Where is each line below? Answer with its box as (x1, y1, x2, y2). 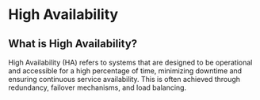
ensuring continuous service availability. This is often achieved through (8, 75, 240, 83)
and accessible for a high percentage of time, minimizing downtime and (8, 66, 243, 76)
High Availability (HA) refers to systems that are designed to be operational (8, 57, 253, 67)
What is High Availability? (8, 37, 138, 50)
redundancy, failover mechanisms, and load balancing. (8, 83, 187, 92)
